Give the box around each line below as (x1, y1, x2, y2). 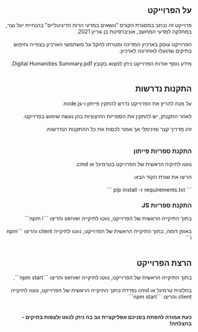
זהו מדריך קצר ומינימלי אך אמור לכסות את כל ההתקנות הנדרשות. (45, 125, 192, 133)
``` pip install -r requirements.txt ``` (107, 186, 192, 193)
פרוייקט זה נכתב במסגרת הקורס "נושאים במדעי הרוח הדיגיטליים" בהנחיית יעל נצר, (5, 21, 192, 28)
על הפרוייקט (147, 5, 192, 16)
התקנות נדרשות (135, 84, 192, 94)
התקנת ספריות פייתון (133, 146, 192, 155)
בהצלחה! (169, 319, 192, 327)
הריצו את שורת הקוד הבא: (133, 173, 192, 180)
